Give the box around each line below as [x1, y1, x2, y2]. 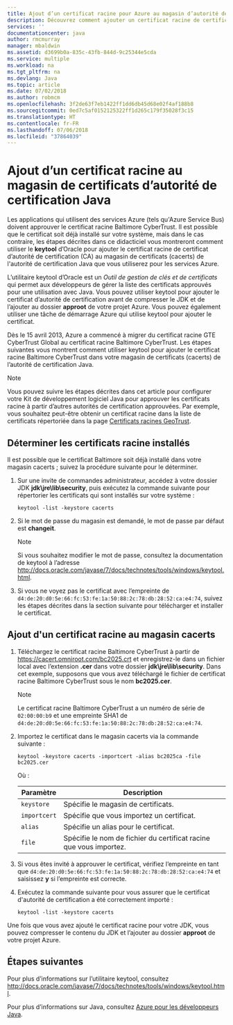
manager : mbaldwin [7, 42, 60, 49]
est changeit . [17, 524, 56, 532]
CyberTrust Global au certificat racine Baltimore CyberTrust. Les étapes [7, 338, 212, 347]
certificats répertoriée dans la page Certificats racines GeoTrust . [7, 417, 191, 425]
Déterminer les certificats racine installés [7, 437, 190, 449]
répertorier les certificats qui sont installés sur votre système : [17, 491, 195, 499]
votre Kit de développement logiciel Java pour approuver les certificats [7, 395, 210, 403]
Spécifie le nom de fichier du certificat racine [63, 833, 210, 843]
